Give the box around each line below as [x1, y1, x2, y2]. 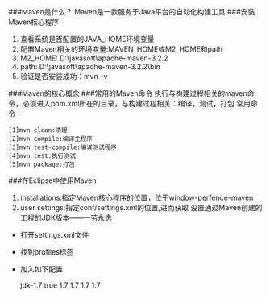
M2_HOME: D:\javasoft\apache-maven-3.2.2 [19, 53, 168, 63]
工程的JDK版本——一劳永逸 [19, 213, 113, 222]
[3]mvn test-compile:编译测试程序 [8, 143, 117, 151]
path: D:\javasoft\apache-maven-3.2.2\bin [19, 62, 161, 71]
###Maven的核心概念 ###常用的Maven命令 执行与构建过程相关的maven [8, 89, 247, 98]
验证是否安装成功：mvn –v [19, 72, 108, 81]
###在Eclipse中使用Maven [8, 176, 97, 185]
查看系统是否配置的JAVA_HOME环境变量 [19, 35, 155, 43]
